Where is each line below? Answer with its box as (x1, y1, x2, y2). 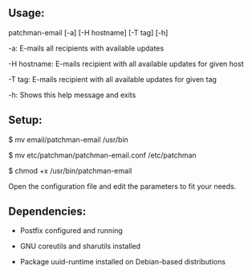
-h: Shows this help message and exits (8, 90, 136, 100)
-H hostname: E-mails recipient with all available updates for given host (8, 59, 244, 68)
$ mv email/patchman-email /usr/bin (8, 134, 128, 144)
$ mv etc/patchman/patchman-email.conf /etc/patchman (8, 150, 197, 160)
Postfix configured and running (19, 226, 123, 235)
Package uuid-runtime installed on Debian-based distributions (19, 257, 226, 267)
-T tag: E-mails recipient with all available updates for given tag (8, 74, 217, 84)
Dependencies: (8, 205, 87, 219)
